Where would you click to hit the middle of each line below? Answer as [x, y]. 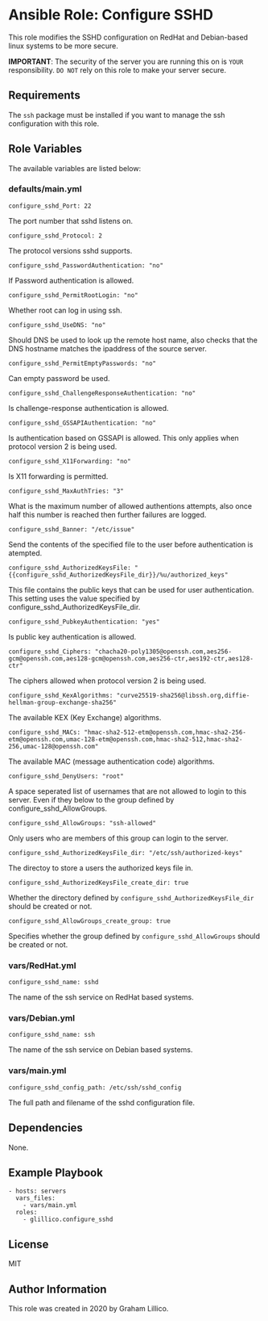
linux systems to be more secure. [64, 45]
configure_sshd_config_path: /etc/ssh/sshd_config [95, 1088]
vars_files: [36, 1198]
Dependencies [45, 1128]
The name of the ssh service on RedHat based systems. [101, 997]
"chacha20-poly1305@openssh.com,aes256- [163, 652]
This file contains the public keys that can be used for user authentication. [131, 589]
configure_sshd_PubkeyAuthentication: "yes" [84, 622]
